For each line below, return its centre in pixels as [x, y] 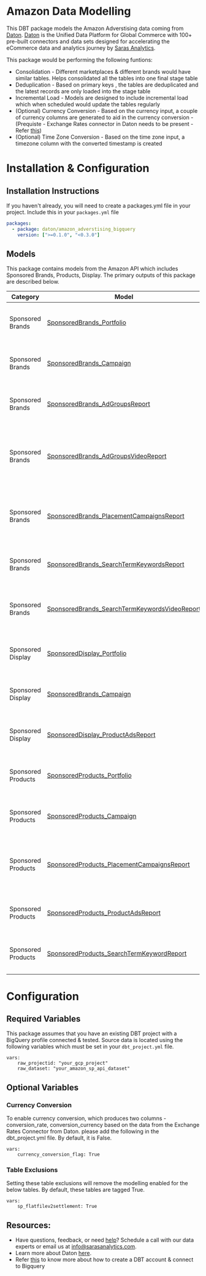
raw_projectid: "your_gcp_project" [63, 1064]
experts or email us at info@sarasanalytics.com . [76, 1247]
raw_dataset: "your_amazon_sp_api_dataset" [74, 1069]
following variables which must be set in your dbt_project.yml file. [90, 1047]
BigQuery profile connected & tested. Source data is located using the [95, 1040]
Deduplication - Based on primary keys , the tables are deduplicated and [107, 85]
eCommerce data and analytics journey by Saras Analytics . [81, 48]
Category [25, 297]
